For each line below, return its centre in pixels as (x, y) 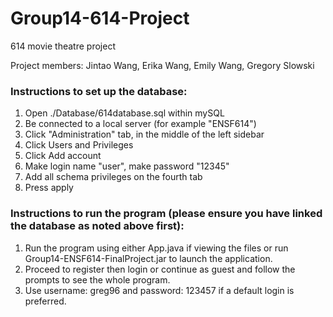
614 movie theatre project (63, 46)
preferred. (45, 301)
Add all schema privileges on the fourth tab (113, 177)
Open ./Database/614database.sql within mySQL (124, 113)
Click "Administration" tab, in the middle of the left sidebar (144, 134)
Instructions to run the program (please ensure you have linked (166, 214)
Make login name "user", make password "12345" (127, 166)
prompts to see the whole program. (97, 279)
